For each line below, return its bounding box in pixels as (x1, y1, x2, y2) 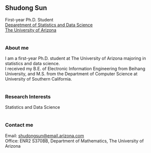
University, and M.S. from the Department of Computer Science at (5, 71, 138, 77)
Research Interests (5, 93, 51, 100)
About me (5, 44, 29, 51)
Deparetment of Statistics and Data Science (5, 22, 93, 28)
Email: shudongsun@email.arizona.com (5, 133, 84, 138)
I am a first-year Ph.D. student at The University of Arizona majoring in (5, 55, 146, 61)
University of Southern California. (5, 76, 72, 82)
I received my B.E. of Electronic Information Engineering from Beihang (5, 66, 146, 72)
